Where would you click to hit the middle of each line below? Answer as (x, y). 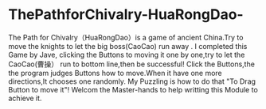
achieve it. (25, 98)
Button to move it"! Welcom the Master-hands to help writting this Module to (133, 89)
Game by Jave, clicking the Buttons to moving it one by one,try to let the (127, 54)
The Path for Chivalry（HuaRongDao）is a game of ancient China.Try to (126, 37)
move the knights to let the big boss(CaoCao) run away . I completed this (128, 46)
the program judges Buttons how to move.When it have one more (115, 73)
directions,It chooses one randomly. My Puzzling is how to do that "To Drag (132, 81)
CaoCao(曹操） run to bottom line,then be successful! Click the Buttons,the (131, 64)
